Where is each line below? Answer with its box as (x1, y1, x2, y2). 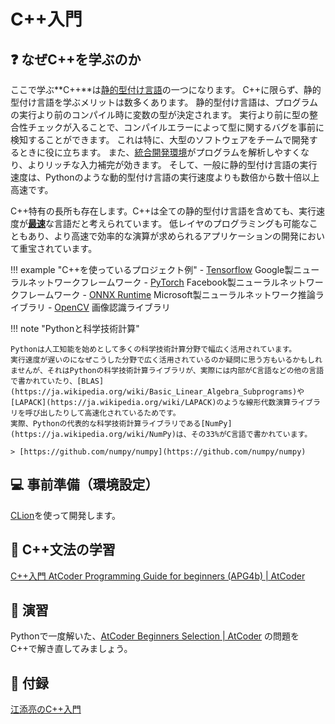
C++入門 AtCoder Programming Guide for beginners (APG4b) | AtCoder (10, 570, 306, 582)
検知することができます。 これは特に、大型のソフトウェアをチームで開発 (10, 134, 310, 145)
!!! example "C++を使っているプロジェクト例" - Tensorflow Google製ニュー (10, 264, 320, 275)
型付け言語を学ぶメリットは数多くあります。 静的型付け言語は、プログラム (10, 96, 319, 108)
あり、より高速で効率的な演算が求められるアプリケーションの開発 (27, 230, 299, 242)
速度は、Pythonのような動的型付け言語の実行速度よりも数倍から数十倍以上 (10, 171, 320, 183)
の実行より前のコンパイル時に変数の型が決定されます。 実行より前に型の (10, 109, 310, 120)
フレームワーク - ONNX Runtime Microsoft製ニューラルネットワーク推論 (18, 289, 316, 300)
